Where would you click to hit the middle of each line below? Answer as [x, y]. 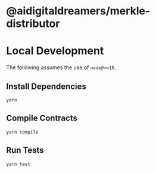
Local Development [55, 51]
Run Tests [25, 150]
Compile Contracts [42, 118]
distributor [33, 24]
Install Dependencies [46, 86]
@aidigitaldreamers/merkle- [78, 11]
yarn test [18, 164]
